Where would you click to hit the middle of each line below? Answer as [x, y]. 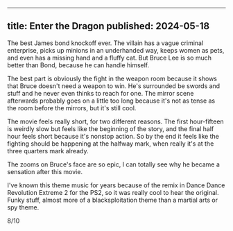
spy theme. [23, 207]
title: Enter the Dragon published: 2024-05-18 [109, 26]
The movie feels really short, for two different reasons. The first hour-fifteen [115, 121]
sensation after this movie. [45, 171]
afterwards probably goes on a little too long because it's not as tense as [111, 101]
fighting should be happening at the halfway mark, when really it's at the [111, 144]
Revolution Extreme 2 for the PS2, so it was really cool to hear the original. [113, 192]
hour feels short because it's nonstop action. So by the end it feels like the [113, 136]
